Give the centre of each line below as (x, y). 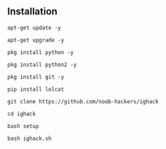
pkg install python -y (40, 52)
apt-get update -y (34, 27)
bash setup (23, 126)
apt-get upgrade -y (36, 40)
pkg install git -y (36, 77)
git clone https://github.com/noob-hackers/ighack (83, 101)
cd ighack (22, 114)
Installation (32, 12)
